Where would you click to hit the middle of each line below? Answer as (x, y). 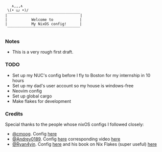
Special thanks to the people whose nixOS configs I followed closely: (75, 124)
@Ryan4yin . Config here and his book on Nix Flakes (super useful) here (84, 144)
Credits (14, 114)
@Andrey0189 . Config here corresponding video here (66, 139)
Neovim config (27, 91)
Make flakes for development (42, 101)
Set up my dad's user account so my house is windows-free (73, 85)
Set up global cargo (32, 96)
